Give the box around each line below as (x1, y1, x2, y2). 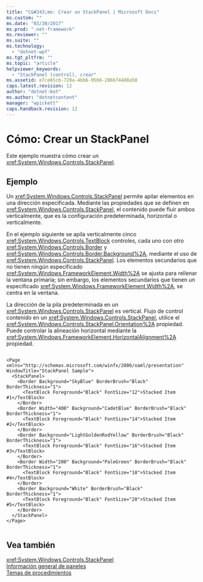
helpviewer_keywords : (6, 65, 62, 72)
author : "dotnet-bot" (6, 89, 62, 95)
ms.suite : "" (6, 37, 40, 43)
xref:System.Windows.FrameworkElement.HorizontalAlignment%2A (6, 334, 177, 341)
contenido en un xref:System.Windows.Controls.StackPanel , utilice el (6, 314, 180, 321)
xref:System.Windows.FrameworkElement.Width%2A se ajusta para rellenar (6, 270, 198, 277)
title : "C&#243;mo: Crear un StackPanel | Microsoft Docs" (6, 9, 160, 15)
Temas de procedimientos (6, 569, 72, 576)
